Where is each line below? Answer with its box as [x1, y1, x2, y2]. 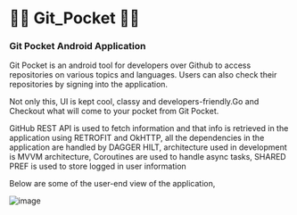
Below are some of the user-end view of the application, [9, 178, 216, 189]
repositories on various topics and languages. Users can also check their [9, 70, 277, 80]
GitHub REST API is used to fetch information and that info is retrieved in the [9, 123, 289, 134]
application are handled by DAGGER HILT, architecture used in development [9, 142, 287, 153]
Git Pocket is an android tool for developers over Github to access [9, 60, 252, 70]
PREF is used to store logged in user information [9, 161, 187, 172]
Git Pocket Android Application [9, 40, 146, 53]
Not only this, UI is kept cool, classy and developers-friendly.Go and [9, 96, 260, 107]
